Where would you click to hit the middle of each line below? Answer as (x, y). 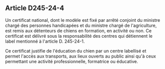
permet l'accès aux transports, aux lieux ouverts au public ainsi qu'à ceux (81, 56)
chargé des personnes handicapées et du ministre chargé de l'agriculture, (81, 25)
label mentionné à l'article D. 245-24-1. (45, 41)
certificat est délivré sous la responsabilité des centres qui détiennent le (79, 36)
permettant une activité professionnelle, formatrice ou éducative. (72, 61)
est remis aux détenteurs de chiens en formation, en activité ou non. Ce (78, 31)
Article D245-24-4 (35, 8)
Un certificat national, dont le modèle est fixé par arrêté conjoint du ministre (83, 20)
